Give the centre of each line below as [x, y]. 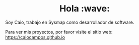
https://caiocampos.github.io [35, 37]
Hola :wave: [85, 9]
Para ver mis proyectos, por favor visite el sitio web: [59, 32]
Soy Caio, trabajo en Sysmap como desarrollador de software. [70, 22]
